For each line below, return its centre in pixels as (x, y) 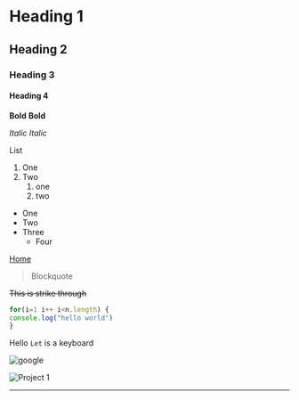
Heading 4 (29, 96)
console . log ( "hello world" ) (61, 318)
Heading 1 (47, 16)
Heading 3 (32, 75)
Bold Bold (28, 115)
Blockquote (52, 276)
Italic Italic (28, 133)
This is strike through (48, 293)
